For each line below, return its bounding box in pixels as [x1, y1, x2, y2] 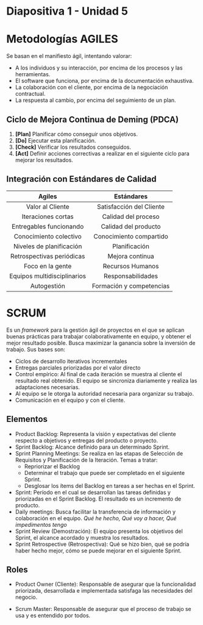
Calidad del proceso [102, 212, 160, 221]
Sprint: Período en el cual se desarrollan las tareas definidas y [15, 488, 171, 496]
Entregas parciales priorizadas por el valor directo [15, 364, 141, 371]
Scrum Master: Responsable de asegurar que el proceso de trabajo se [15, 605, 192, 613]
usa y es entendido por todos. [15, 612, 91, 620]
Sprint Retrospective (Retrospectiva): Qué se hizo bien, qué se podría [15, 540, 190, 548]
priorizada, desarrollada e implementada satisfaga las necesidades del [15, 587, 193, 595]
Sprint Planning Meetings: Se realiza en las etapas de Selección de [15, 449, 183, 457]
